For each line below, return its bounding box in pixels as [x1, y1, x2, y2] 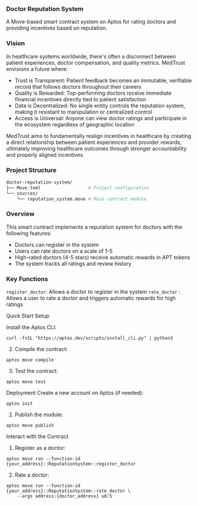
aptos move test [6, 378, 46, 385]
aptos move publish [6, 422, 54, 428]
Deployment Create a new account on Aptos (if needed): [6, 389, 144, 396]
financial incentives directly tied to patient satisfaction [14, 95, 147, 102]
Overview [6, 210, 35, 218]
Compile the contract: [14, 345, 68, 352]
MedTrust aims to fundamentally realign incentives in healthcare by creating [6, 132, 191, 139]
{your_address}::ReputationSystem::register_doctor [6, 461, 136, 467]
